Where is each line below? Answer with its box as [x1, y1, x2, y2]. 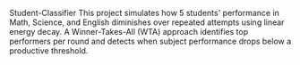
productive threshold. [9, 45, 89, 56]
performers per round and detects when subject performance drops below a [9, 36, 292, 46]
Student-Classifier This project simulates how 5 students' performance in [9, 8, 280, 18]
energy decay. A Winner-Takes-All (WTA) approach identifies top [9, 27, 249, 37]
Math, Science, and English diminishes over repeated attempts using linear [9, 17, 285, 28]
